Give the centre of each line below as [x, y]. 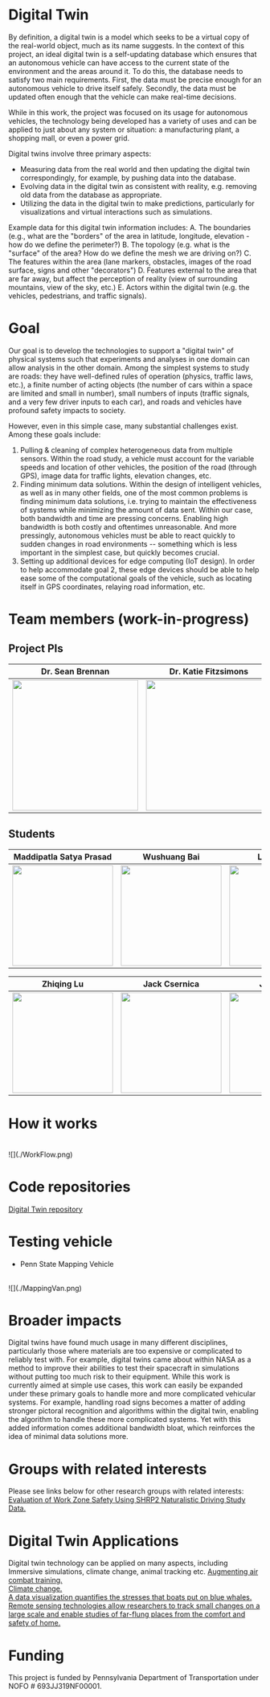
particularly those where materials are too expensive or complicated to [125, 1351]
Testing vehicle [61, 1242]
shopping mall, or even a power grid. [69, 137]
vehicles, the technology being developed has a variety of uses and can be [133, 121]
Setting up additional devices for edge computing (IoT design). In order [137, 561]
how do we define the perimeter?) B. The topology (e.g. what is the [119, 244]
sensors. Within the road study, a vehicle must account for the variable [137, 458]
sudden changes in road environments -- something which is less [129, 543]
